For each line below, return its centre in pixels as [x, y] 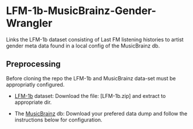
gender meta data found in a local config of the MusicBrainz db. [83, 46]
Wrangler [29, 23]
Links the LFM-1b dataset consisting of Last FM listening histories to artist [95, 39]
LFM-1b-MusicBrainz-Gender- [81, 11]
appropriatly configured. [35, 84]
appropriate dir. [33, 102]
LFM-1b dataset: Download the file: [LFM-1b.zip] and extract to [90, 96]
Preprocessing [33, 64]
